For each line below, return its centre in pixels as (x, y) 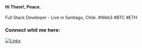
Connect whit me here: (33, 30)
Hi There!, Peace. (23, 7)
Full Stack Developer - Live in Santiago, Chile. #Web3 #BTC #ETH (71, 17)
